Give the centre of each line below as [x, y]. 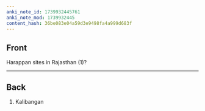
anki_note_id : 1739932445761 [43, 12]
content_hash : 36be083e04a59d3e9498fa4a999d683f [69, 23]
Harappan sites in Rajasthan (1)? [47, 62]
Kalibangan [29, 102]
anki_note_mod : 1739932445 [41, 18]
